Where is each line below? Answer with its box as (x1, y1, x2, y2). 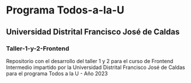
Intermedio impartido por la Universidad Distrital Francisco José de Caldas (6, 64, 185, 71)
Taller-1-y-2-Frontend (6, 44, 70, 53)
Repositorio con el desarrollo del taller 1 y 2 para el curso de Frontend (6, 57, 173, 64)
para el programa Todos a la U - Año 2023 (6, 70, 108, 77)
